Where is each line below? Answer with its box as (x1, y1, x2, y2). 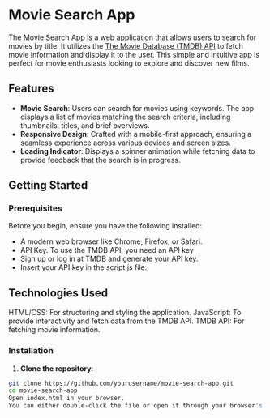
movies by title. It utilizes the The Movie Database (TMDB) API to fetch (8, 41, 243, 50)
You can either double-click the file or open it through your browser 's (8, 402, 264, 410)
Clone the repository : (19, 363, 94, 373)
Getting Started (8, 178, 88, 192)
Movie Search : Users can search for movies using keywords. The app (19, 103, 255, 113)
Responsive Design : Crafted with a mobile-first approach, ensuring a (19, 129, 252, 139)
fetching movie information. (8, 325, 101, 335)
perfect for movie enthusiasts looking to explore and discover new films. (8, 58, 250, 68)
